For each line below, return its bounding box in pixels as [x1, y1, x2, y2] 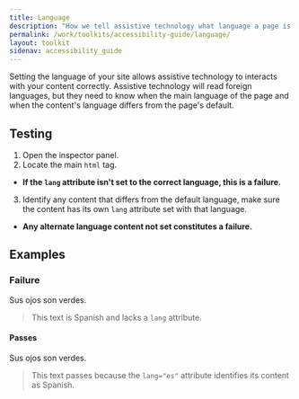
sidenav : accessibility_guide [9, 47, 123, 56]
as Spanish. [31, 379, 75, 390]
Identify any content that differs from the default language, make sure [22, 194, 280, 205]
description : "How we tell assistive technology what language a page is [9, 22, 292, 31]
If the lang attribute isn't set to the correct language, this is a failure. [22, 176, 281, 187]
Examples [9, 247, 66, 262]
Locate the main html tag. [22, 159, 118, 170]
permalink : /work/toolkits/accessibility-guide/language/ [9, 30, 231, 39]
